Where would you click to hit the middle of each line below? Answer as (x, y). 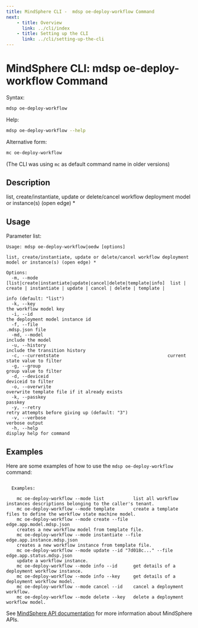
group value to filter (34, 371)
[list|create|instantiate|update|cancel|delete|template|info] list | (96, 283)
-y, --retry (26, 408)
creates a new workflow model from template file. (80, 530)
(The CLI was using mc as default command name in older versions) (88, 164)
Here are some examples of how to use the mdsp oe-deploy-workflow (90, 466)
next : (13, 17)
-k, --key (23, 304)
